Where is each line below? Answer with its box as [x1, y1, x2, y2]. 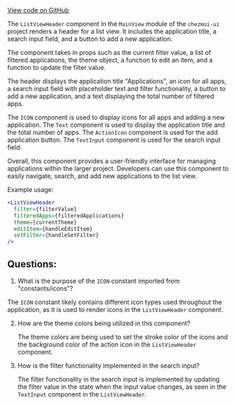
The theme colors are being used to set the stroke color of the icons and [17, 332, 228, 341]
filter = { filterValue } [13, 205, 77, 212]
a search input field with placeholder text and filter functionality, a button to [7, 85, 226, 92]
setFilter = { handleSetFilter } [13, 232, 99, 239]
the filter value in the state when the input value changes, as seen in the [17, 382, 227, 391]
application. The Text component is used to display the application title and [7, 121, 225, 129]
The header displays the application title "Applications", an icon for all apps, [7, 77, 227, 85]
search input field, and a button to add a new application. [7, 35, 173, 43]
